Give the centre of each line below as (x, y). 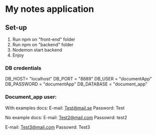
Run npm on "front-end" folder (44, 39)
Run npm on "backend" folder (43, 45)
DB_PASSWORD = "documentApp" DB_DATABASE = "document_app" (76, 84)
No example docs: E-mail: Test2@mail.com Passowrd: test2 (66, 117)
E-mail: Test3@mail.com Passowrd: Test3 (48, 127)
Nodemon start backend (37, 50)
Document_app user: (31, 97)
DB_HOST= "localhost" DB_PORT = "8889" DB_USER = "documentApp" (79, 79)
